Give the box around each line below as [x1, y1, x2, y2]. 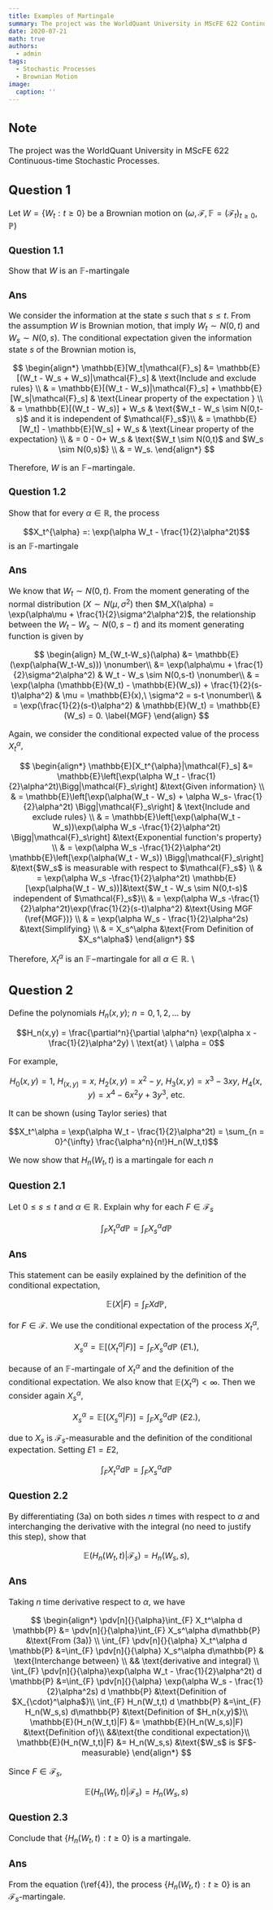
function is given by [8, 630, 84, 642]
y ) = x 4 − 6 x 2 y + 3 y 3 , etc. [88, 1087, 185, 1100]
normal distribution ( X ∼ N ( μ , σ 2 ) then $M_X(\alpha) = [8, 596, 214, 610]
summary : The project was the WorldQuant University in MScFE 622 [8, 20, 238, 28]
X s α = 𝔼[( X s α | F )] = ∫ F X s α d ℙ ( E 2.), [72, 1410, 201, 1425]
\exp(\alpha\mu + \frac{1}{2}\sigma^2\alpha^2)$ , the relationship [8, 608, 257, 620]
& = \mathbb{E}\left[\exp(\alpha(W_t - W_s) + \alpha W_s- [11, 791, 232, 802]
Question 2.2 [8, 1489, 69, 1502]
